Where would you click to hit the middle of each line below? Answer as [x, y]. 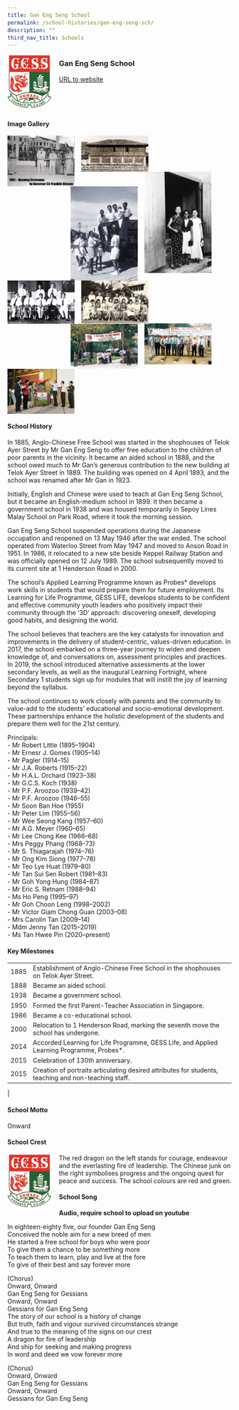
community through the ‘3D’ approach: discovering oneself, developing [112, 613]
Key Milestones [31, 951]
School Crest [27, 1142]
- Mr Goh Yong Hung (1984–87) [53, 882]
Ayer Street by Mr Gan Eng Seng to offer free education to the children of [115, 450]
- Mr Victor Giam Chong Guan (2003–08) [68, 912]
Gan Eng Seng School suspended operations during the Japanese [104, 531]
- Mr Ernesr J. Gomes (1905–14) [54, 753]
